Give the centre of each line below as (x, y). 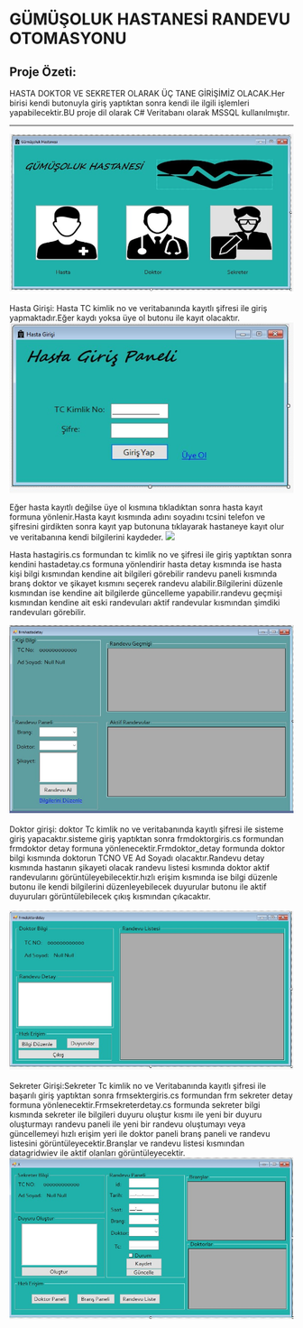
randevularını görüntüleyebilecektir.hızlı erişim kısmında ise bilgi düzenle (143, 877)
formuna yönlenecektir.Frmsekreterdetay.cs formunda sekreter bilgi (135, 1105)
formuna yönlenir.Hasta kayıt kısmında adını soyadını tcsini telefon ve (138, 516)
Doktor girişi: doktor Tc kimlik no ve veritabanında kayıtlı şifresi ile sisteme (147, 829)
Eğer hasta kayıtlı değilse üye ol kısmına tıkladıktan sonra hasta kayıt (136, 507)
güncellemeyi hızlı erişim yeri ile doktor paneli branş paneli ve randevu (140, 1134)
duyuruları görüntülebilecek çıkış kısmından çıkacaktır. (110, 896)
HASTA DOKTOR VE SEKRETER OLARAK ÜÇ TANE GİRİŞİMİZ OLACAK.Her (147, 93)
